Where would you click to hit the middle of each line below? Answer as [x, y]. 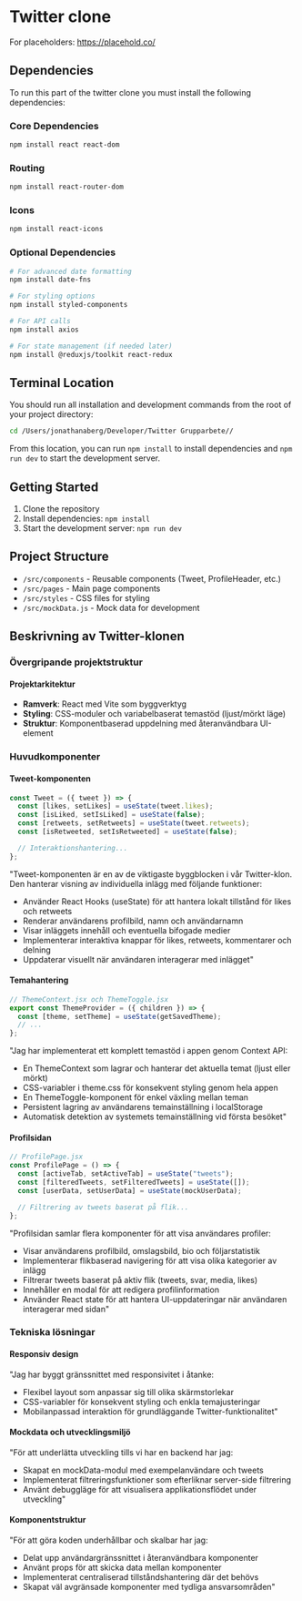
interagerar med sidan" [66, 1309]
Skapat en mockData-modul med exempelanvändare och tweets [143, 1470]
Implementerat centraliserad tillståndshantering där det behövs [141, 1577]
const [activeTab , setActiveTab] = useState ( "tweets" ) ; [126, 1174]
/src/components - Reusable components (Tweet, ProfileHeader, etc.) [152, 578]
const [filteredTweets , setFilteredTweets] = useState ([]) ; [134, 1183]
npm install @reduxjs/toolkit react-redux [91, 354]
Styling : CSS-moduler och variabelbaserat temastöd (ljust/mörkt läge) [154, 714]
